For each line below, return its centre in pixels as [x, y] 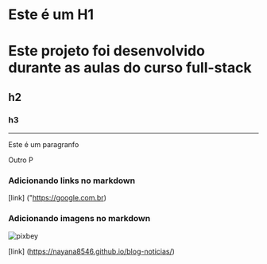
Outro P [21, 160]
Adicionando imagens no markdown [79, 219]
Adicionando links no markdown [72, 181]
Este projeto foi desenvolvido [106, 51]
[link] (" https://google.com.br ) [58, 198]
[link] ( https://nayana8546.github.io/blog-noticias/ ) [91, 251]
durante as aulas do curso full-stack [130, 68]
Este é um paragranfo [44, 145]
